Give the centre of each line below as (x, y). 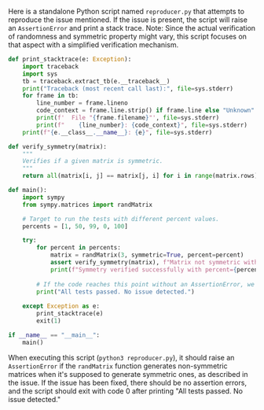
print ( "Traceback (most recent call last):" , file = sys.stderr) (128, 89)
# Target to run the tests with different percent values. (121, 219)
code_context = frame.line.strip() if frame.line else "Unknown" (146, 111)
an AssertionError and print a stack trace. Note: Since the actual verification (132, 28)
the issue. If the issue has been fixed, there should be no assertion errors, (128, 382)
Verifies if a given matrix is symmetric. (93, 161)
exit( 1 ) (49, 321)
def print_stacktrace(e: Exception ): (70, 59)
